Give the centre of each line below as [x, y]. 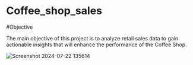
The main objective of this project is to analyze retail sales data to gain [92, 38]
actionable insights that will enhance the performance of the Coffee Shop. [96, 45]
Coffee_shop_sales [54, 11]
